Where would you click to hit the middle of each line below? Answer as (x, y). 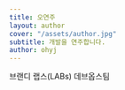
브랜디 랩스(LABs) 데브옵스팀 (60, 77)
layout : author (37, 26)
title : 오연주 (32, 17)
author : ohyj (33, 50)
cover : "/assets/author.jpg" (63, 34)
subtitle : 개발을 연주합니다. (58, 42)
